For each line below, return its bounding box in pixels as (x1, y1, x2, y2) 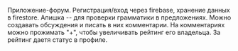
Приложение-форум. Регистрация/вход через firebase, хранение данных (7, 6, 230, 14)
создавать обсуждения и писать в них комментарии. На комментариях (7, 21, 225, 29)
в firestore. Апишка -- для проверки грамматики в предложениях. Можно (7, 13, 232, 22)
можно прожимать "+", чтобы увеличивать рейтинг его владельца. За (7, 28, 221, 36)
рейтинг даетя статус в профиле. (7, 36, 108, 44)
